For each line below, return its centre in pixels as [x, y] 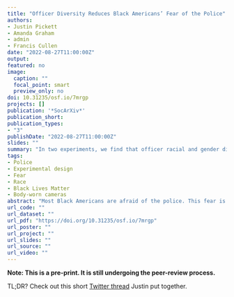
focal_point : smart [42, 85]
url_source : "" [29, 247]
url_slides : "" [29, 240]
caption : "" [31, 78]
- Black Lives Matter [39, 188]
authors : [20, 20]
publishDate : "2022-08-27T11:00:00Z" [62, 136]
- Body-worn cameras [37, 195]
